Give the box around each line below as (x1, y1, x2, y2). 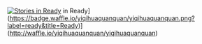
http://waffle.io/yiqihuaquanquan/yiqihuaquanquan (9, 29, 156, 37)
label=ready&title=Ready (7, 22, 79, 29)
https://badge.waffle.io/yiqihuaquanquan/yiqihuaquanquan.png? (9, 14, 195, 22)
